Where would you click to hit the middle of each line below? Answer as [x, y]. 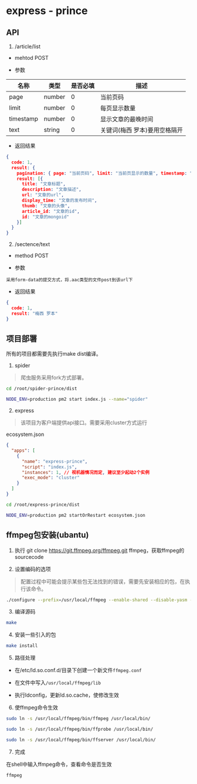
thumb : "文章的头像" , [46, 206]
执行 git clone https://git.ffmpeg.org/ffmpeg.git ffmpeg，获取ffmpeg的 [99, 550]
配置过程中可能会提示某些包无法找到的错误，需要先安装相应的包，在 [103, 581]
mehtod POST [31, 58]
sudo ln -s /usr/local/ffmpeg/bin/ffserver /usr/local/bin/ [81, 739]
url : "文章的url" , [43, 195]
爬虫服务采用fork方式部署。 [54, 378]
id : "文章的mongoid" [45, 217]
